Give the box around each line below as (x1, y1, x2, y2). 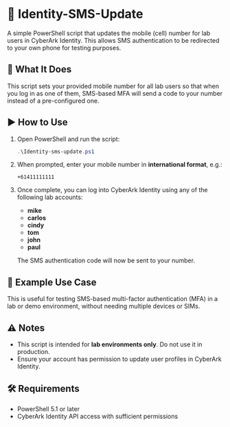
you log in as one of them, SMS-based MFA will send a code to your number (7, 89, 223, 97)
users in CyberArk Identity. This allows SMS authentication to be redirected (7, 36, 220, 44)
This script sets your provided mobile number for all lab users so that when (7, 82, 220, 90)
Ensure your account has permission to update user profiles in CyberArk (16, 355, 222, 364)
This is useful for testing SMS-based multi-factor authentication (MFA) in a (7, 295, 218, 303)
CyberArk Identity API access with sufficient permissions (16, 412, 179, 420)
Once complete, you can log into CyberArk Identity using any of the (16, 186, 208, 194)
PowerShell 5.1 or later (16, 404, 80, 413)
